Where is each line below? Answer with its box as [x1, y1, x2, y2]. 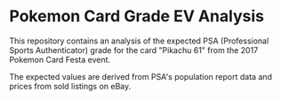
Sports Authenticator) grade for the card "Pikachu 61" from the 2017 [9, 44, 259, 55]
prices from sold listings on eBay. [9, 81, 132, 91]
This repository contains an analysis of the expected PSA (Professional [9, 35, 269, 46]
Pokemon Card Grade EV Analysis [9, 6, 265, 27]
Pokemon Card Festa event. [9, 54, 111, 65]
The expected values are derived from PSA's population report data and [9, 71, 273, 81]
